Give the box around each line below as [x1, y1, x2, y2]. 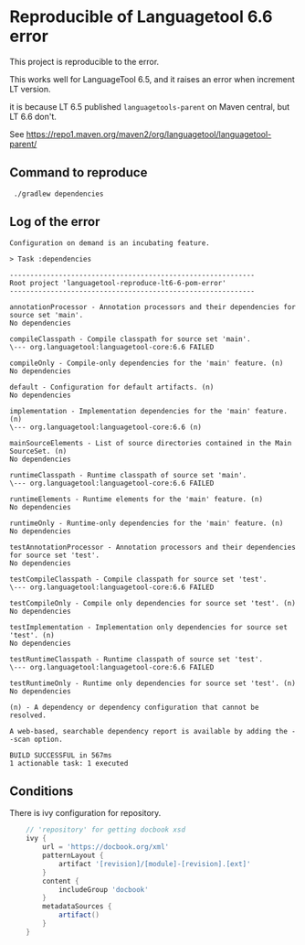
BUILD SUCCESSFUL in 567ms [9, 750, 112, 760]
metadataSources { [42, 902, 112, 911]
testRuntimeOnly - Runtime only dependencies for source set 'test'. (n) [9, 679, 297, 688]
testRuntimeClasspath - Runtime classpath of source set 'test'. [9, 654, 263, 664]
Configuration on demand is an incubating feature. [9, 238, 210, 248]
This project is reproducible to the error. [9, 56, 160, 67]
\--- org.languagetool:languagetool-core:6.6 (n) [9, 423, 203, 432]
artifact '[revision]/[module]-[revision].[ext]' [58, 859, 251, 868]
